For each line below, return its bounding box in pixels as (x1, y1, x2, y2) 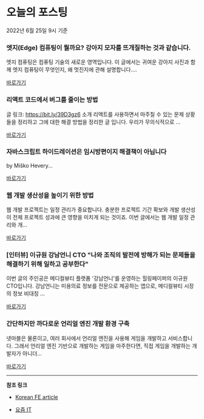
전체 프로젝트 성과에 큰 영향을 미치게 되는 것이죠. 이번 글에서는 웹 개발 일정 (12, 214, 189, 221)
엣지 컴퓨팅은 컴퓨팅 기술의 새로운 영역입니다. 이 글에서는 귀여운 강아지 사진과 (6, 58, 189, 66)
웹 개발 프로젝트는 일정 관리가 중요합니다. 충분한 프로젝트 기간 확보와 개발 (6, 206, 180, 213)
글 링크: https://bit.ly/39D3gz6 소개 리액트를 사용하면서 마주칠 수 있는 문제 (6, 111, 184, 118)
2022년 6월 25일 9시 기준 (6, 27, 68, 34)
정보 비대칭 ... (12, 290, 46, 298)
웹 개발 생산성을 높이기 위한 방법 (6, 191, 94, 199)
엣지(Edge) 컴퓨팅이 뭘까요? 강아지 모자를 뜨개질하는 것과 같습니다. (6, 43, 191, 52)
